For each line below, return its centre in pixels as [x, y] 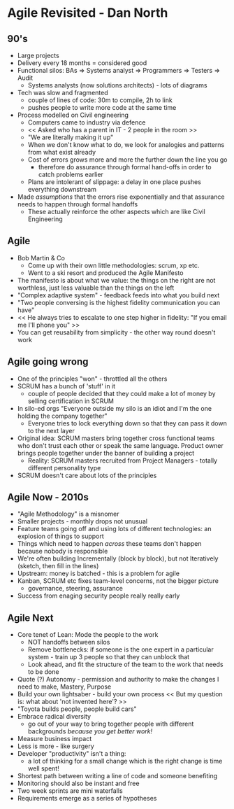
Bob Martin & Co [41, 258]
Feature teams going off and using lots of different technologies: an [114, 529]
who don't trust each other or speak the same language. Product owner [120, 445]
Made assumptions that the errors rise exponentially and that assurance [121, 197]
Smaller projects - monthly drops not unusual [82, 521]
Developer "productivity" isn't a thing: [72, 754]
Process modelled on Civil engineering [73, 115]
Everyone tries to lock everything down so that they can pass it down [127, 423]
